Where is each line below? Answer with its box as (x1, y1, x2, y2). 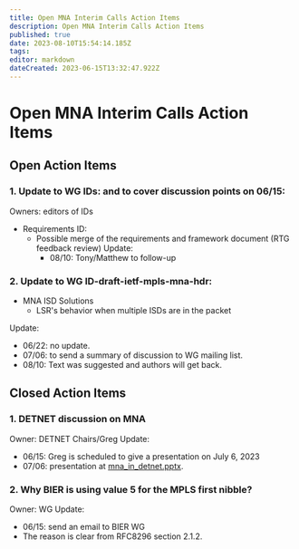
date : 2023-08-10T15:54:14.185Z (9, 38, 131, 48)
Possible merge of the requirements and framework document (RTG (35, 233, 290, 244)
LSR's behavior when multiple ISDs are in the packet (35, 305, 232, 316)
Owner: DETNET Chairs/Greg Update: (9, 433, 150, 444)
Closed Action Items (9, 386, 127, 401)
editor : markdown (9, 55, 75, 64)
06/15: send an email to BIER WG (22, 522, 146, 533)
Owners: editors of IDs (9, 206, 93, 217)
